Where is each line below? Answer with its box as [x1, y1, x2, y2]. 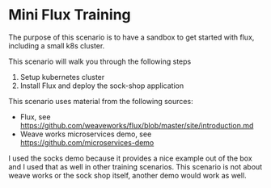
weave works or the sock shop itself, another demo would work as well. [8, 170, 247, 180]
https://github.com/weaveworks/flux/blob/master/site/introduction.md [19, 120, 254, 130]
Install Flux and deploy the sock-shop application [19, 81, 184, 90]
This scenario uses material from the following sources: [8, 96, 193, 106]
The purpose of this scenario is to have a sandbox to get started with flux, [8, 32, 255, 42]
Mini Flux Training [8, 6, 131, 24]
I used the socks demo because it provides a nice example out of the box [8, 153, 252, 163]
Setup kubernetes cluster [19, 72, 105, 81]
